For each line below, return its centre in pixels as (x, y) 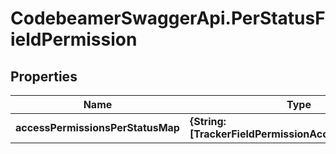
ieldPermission (74, 39)
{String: (208, 121)
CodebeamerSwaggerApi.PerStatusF (168, 18)
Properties (44, 76)
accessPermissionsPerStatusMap (97, 127)
